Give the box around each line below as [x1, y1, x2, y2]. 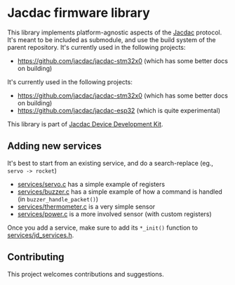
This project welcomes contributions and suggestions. [7, 270, 164, 278]
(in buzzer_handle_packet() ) [17, 194, 99, 203]
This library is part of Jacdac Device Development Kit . [7, 119, 163, 128]
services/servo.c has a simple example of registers [17, 180, 166, 188]
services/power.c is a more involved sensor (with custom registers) [17, 209, 212, 218]
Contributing [7, 251, 65, 263]
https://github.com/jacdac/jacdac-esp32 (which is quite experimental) [17, 106, 221, 114]
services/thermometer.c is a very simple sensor [17, 202, 156, 211]
